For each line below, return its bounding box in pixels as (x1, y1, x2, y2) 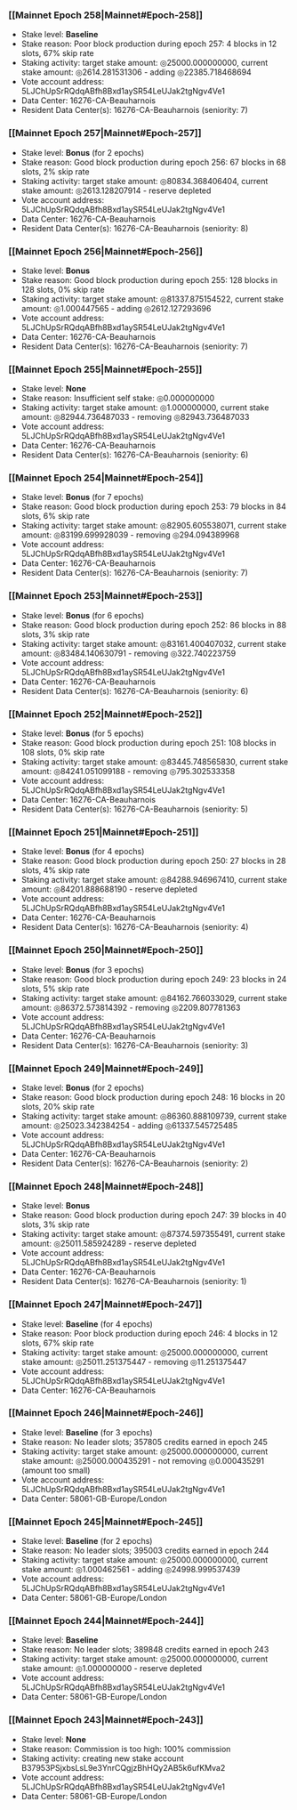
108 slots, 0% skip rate (20, 747, 106, 758)
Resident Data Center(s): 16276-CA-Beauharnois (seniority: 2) (20, 1158, 249, 1168)
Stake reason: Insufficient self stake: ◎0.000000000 (20, 392, 215, 404)
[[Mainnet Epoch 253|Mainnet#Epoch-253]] (8, 590, 204, 602)
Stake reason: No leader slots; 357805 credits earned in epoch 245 (20, 1436, 269, 1447)
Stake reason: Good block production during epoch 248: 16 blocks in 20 (20, 1091, 285, 1103)
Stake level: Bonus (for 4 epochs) (20, 846, 145, 857)
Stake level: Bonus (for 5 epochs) (20, 728, 144, 739)
